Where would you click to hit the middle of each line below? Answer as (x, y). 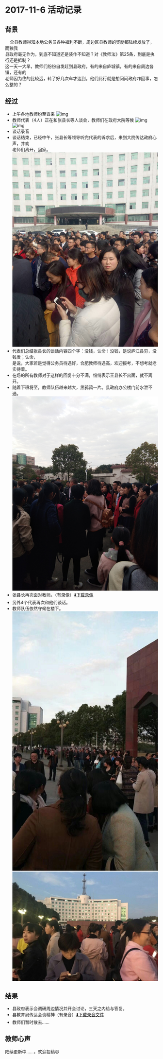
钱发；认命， (25, 357)
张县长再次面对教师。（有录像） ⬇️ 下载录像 (53, 595)
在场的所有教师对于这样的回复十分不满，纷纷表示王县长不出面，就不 (80, 375)
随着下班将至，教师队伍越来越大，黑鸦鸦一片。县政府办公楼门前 (76, 387)
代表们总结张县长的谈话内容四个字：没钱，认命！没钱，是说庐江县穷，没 (84, 351)
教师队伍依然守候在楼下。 (38, 608)
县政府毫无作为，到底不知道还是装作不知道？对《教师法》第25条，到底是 (78, 54)
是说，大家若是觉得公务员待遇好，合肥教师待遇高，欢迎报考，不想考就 (82, 363)
